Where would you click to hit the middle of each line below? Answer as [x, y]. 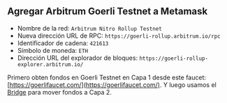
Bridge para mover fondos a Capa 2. [59, 92]
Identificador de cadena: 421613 [63, 43]
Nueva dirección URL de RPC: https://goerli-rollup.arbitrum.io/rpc [119, 35]
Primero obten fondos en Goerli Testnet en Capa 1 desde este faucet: [107, 77]
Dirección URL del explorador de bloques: [78, 58]
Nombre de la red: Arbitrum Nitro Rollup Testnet [89, 28]
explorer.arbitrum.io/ [50, 64]
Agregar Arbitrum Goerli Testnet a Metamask [108, 11]
